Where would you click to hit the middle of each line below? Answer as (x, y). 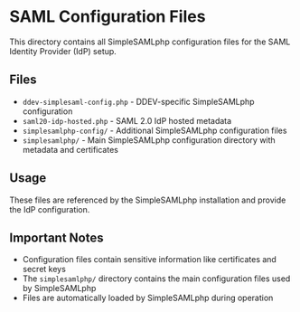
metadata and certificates (70, 149)
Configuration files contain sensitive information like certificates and (150, 260)
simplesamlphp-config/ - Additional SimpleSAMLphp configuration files (155, 130)
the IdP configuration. (50, 209)
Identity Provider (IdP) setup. (63, 51)
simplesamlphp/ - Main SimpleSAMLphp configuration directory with (149, 140)
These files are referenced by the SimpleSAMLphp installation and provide (148, 200)
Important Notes (56, 237)
